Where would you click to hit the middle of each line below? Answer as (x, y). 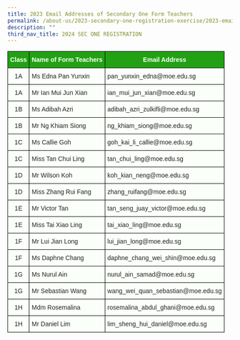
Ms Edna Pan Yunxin (61, 76)
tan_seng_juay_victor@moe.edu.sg (156, 209)
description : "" (31, 27)
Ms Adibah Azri (52, 109)
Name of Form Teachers (67, 60)
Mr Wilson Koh (52, 175)
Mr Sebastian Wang (59, 291)
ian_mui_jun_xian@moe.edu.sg (151, 93)
